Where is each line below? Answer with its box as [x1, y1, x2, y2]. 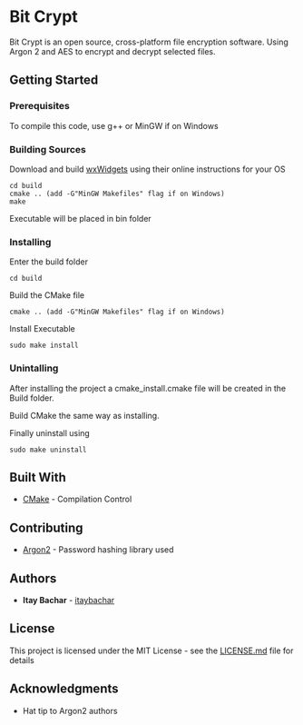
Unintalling [9, 362, 59, 374]
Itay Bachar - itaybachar [22, 594, 115, 605]
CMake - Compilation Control [22, 493, 132, 505]
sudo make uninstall [9, 445, 88, 454]
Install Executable [9, 323, 75, 334]
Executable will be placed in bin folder [9, 213, 151, 223]
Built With [9, 470, 66, 485]
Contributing [9, 520, 83, 535]
